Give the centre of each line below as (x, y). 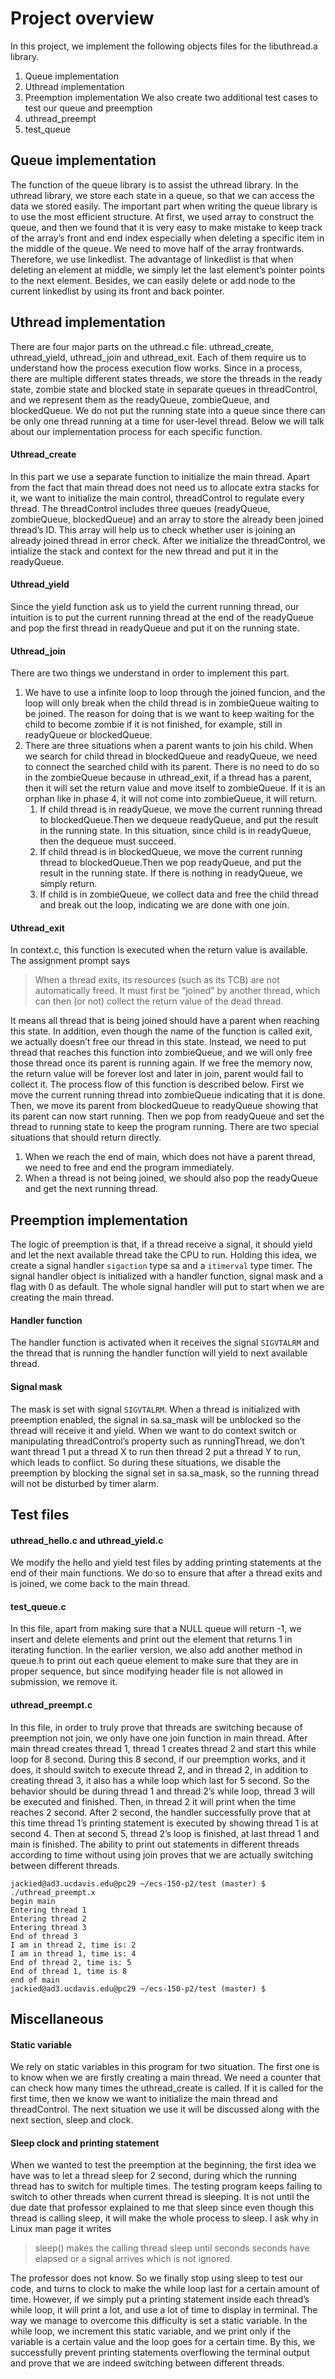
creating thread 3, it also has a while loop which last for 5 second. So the (160, 1780)
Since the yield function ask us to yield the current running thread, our (155, 606)
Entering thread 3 (48, 1927)
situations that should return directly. (86, 1138)
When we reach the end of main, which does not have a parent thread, (170, 1157)
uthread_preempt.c (51, 1704)
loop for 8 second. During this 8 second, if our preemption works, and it (158, 1759)
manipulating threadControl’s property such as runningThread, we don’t (157, 1441)
